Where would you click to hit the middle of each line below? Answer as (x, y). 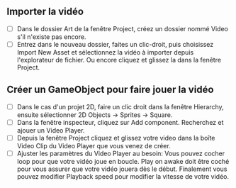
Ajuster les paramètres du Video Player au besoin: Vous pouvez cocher (121, 153)
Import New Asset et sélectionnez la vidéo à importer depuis (105, 52)
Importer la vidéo (45, 12)
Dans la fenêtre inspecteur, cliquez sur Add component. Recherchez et (120, 122)
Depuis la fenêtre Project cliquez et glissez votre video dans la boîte (116, 138)
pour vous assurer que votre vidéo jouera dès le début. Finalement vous (122, 169)
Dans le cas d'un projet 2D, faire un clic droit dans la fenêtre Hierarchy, (120, 106)
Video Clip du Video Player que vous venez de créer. (94, 145)
